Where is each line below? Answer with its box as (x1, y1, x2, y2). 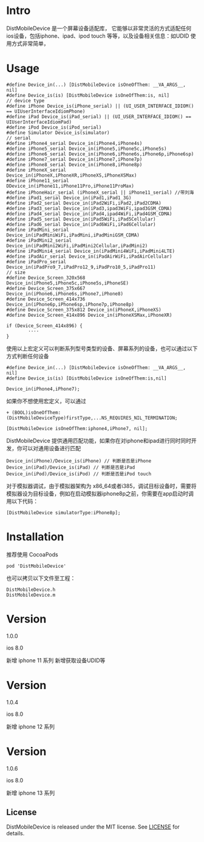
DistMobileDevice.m (6, 592, 56, 598)
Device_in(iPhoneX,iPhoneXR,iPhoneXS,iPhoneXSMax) (6, 172, 137, 179)
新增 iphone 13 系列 (6, 789, 55, 796)
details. (6, 830, 25, 837)
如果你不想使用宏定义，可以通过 (6, 397, 86, 405)
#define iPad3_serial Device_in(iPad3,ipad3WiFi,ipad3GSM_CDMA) (6, 205, 172, 211)
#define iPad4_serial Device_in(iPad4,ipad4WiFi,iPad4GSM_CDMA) (6, 211, 172, 217)
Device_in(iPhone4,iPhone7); (6, 386, 80, 392)
